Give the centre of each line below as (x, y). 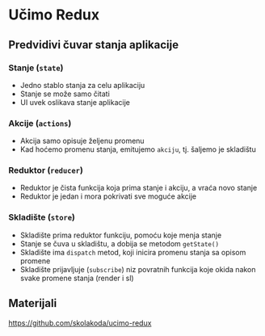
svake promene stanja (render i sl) (77, 278)
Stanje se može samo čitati (65, 94)
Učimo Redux (54, 15)
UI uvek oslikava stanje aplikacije (75, 102)
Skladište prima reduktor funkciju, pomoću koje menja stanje (121, 235)
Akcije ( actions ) (40, 123)
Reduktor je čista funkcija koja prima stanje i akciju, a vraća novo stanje (139, 188)
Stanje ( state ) (36, 68)
